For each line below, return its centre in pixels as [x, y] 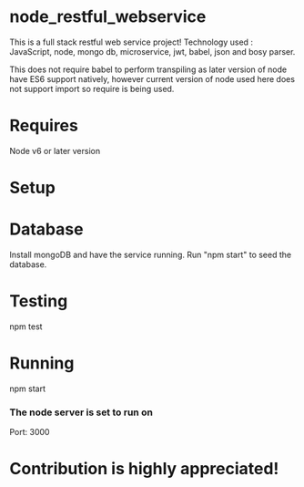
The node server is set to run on [81, 412]
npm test [26, 326]
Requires [44, 126]
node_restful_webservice [108, 17]
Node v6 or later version [55, 150]
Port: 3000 [30, 432]
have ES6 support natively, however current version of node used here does [152, 78]
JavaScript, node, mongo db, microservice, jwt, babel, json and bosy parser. [152, 51]
